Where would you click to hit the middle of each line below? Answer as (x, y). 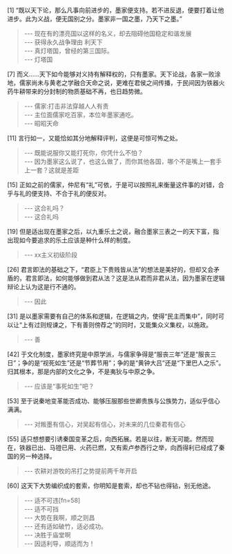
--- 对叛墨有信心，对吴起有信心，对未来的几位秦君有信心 (105, 424)
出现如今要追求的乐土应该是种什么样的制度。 (71, 240)
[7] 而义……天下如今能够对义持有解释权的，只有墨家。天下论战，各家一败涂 (114, 74)
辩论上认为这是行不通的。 (43, 287)
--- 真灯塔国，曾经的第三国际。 (69, 51)
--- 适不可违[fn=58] (52, 500)
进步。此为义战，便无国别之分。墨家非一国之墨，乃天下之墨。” (95, 19)
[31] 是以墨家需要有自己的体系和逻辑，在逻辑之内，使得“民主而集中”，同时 (113, 316)
